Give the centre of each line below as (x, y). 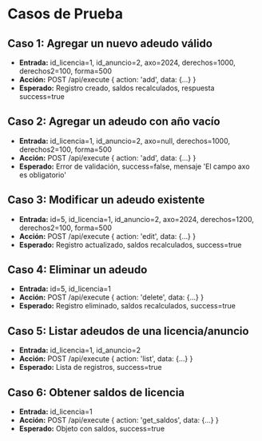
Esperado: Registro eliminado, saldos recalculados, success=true (127, 306)
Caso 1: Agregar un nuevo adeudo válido (110, 44)
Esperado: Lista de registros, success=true (90, 367)
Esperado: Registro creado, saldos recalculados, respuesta (117, 88)
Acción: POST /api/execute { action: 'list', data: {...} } (106, 359)
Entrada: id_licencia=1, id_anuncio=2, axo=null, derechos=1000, (125, 141)
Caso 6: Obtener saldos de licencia (96, 392)
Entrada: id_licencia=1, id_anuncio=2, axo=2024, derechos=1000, (127, 62)
